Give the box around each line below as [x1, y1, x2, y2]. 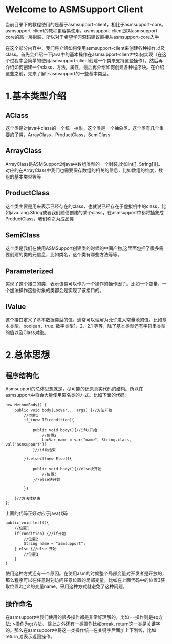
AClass [5, 111, 29, 120]
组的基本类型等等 [5, 173, 41, 180]
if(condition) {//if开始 [14, 531, 66, 536]
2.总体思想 [5, 349, 50, 361]
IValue [5, 302, 26, 311]
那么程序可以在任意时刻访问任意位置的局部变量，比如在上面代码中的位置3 [5, 577, 161, 583]
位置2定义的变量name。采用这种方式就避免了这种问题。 [9, 583, 128, 589]
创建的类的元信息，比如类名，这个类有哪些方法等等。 [9, 252, 122, 258]
